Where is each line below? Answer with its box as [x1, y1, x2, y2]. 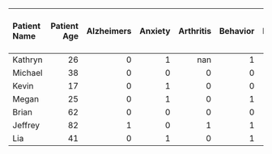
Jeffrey [12, 120, 40, 131]
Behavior [219, 26, 255, 36]
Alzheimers [86, 26, 132, 36]
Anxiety [139, 26, 171, 36]
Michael [12, 68, 43, 78]
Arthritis [177, 26, 212, 36]
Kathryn [12, 54, 43, 65]
